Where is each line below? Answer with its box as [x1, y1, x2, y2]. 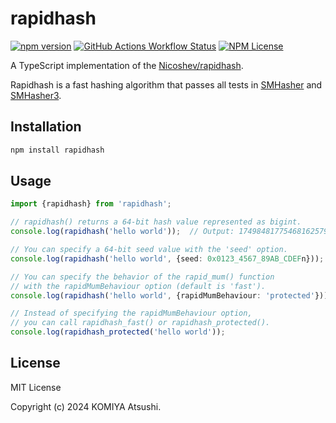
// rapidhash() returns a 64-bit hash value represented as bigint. [10, 217, 302, 227]
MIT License [10, 381, 62, 393]
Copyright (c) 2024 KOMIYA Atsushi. [10, 400, 162, 412]
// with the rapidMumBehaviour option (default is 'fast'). [10, 281, 267, 291]
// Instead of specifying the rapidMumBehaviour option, [10, 308, 253, 319]
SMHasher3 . [10, 89, 62, 101]
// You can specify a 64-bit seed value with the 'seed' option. [10, 245, 288, 255]
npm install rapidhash [10, 145, 105, 155]
